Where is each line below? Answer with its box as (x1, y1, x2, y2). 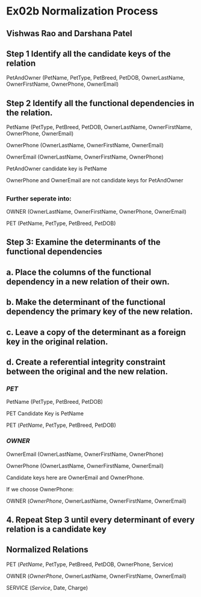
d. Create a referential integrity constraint (6, 357, 165, 367)
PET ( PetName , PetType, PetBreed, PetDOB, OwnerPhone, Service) (6, 560, 173, 568)
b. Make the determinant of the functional (6, 297, 165, 307)
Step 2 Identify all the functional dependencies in (6, 98, 194, 108)
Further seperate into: (6, 194, 72, 203)
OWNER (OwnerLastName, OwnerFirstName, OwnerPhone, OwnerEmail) (6, 208, 187, 215)
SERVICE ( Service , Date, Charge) (6, 584, 88, 591)
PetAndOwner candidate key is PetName (6, 165, 107, 173)
